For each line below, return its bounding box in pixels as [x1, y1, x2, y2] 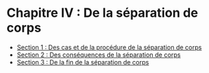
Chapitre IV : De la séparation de [6, 5, 198, 21]
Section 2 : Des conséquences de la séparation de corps [16, 51, 181, 59]
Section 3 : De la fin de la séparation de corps [16, 58, 149, 66]
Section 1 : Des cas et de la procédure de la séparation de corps [16, 43, 202, 51]
